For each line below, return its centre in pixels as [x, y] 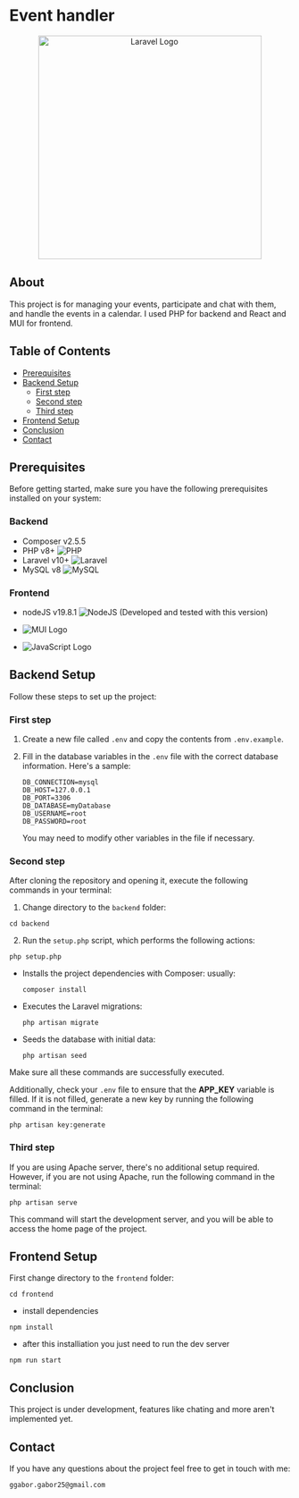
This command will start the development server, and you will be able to [141, 1219]
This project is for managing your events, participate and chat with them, [143, 304]
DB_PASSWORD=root [54, 822]
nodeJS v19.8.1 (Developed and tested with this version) [145, 612]
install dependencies [60, 1311]
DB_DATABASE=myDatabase [66, 806]
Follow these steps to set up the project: [83, 696]
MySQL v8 [42, 570]
